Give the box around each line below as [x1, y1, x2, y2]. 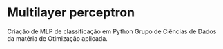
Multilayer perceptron [7, 5, 135, 20]
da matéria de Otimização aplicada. [7, 34, 108, 42]
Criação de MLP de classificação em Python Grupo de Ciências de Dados [7, 27, 217, 35]
